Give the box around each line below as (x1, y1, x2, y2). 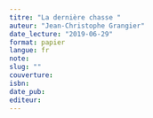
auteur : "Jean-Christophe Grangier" (9, 21, 145, 30)
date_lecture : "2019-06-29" (9, 29, 114, 38)
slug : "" (9, 63, 42, 72)
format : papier (9, 37, 66, 47)
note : (9, 54, 29, 63)
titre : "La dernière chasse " (9, 12, 122, 22)
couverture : (9, 71, 53, 80)
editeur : (9, 95, 42, 105)
